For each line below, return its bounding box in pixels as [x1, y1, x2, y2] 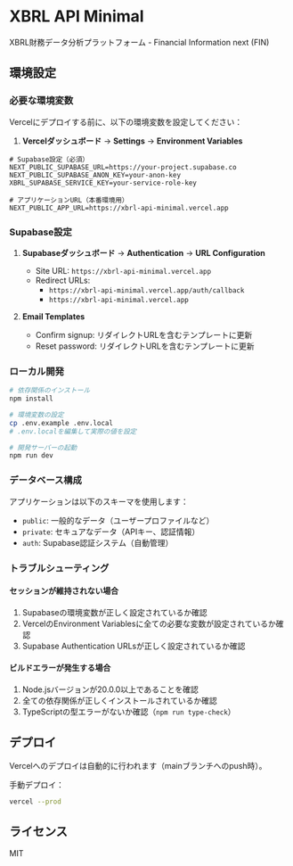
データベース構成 [9, 474, 83, 487]
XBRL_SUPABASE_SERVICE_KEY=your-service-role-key [9, 178, 198, 187]
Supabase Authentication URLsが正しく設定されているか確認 [21, 640, 246, 651]
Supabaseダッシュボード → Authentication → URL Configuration [21, 247, 265, 258]
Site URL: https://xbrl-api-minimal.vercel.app [35, 265, 212, 276]
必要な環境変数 [9, 95, 74, 107]
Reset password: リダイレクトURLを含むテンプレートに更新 [35, 341, 256, 351]
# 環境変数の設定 [9, 410, 64, 419]
